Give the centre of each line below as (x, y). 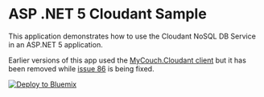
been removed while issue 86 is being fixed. (81, 68)
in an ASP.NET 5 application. (56, 44)
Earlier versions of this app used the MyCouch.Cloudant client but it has (128, 60)
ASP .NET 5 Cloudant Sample (107, 14)
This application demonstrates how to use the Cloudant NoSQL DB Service (132, 36)
